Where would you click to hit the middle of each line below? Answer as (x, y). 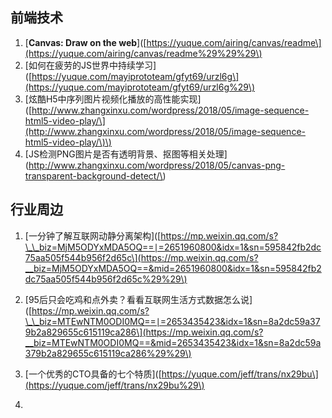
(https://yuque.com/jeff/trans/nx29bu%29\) (114, 385)
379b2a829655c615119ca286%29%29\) (108, 353)
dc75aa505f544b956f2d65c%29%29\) (106, 279)
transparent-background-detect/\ (93, 175)
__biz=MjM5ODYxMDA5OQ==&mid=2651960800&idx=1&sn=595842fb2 (173, 268)
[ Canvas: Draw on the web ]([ (85, 42)
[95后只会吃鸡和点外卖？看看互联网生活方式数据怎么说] (138, 299)
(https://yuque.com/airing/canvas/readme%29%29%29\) (143, 53)
